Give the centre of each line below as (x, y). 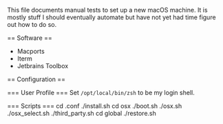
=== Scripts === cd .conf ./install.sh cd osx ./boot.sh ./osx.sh (95, 106)
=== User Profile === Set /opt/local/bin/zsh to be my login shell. (101, 93)
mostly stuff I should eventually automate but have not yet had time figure (111, 17)
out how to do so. (32, 24)
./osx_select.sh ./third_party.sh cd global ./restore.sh (82, 113)
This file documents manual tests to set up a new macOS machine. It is (107, 10)
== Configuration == (36, 79)
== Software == (30, 38)
